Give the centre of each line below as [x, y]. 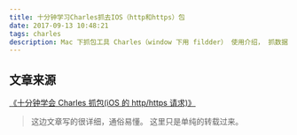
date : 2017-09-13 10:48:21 [59, 26]
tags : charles [35, 34]
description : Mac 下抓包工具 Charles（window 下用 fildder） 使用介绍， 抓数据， [152, 42]
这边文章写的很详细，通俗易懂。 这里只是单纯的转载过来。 [137, 122]
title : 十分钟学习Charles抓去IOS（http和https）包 [97, 17]
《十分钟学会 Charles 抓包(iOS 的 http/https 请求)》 [103, 103]
